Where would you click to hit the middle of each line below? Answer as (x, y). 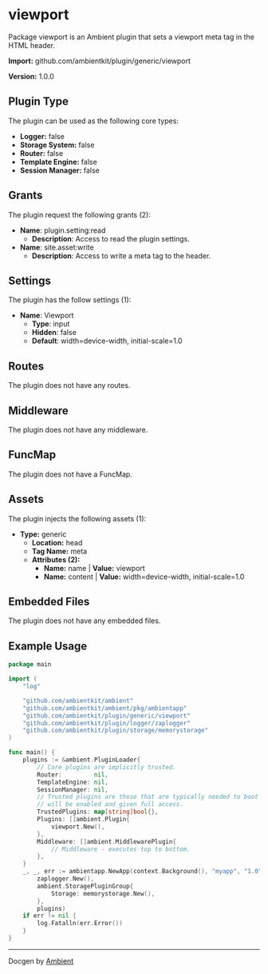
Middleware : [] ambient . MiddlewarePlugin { (107, 841)
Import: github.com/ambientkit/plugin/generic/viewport (100, 61)
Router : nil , (73, 774)
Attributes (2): (56, 559)
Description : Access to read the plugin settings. (110, 238)
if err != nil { (50, 916)
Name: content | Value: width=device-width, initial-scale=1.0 (144, 577)
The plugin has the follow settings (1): (70, 300)
